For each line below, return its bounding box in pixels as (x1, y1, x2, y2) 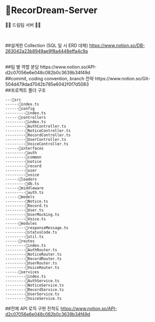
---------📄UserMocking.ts (5, 212, 59, 217)
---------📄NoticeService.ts (5, 283, 64, 288)
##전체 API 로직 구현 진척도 (5, 305, 59, 311)
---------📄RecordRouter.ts (5, 256, 62, 261)
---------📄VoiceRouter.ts (5, 265, 59, 270)
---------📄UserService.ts (5, 291, 59, 297)
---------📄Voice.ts (5, 217, 46, 222)
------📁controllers (5, 115, 46, 120)
